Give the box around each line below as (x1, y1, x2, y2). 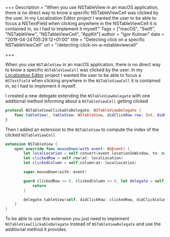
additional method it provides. (5, 226, 67, 232)
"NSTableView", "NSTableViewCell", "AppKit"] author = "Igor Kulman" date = (5, 31, 164, 37)
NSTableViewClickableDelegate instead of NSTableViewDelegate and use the (5, 221, 161, 227)
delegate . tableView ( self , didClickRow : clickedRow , (23, 197, 135, 202)
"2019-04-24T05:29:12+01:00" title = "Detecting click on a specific (5, 36, 145, 42)
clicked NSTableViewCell (5, 131, 56, 138)
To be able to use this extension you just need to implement (5, 216, 130, 222)
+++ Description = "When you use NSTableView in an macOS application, (5, 5, 159, 10)
